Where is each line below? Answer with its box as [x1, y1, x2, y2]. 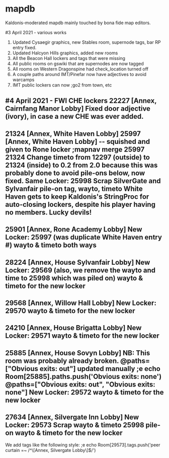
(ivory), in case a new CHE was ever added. [5, 112, 144, 121]
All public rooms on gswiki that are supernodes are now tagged [12, 60, 144, 66]
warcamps [12, 77, 35, 83]
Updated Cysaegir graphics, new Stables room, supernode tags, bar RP [12, 39, 161, 45]
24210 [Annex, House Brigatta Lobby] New [5, 324, 142, 332]
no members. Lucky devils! [5, 208, 92, 216]
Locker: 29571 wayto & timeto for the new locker [5, 332, 159, 340]
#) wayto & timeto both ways [5, 241, 97, 250]
